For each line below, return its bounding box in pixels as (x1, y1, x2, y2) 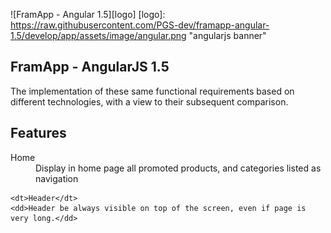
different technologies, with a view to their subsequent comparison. (10, 95, 289, 108)
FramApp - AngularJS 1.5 (10, 59, 170, 76)
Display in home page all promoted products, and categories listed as (35, 162, 322, 174)
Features (10, 125, 67, 142)
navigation (35, 172, 79, 184)
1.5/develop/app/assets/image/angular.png (10, 30, 187, 41)
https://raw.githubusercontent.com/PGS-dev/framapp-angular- (10, 19, 270, 31)
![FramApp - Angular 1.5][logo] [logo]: (10, 9, 166, 20)
